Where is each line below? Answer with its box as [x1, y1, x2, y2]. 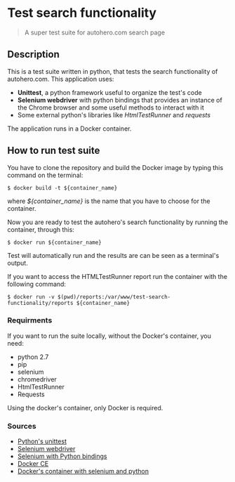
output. [7, 259, 28, 267]
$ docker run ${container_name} [7, 239, 102, 246]
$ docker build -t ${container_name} [7, 184, 118, 191]
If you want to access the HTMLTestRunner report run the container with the [7, 272, 228, 280]
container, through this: [7, 225, 75, 233]
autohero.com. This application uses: [7, 74, 114, 83]
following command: [7, 280, 67, 288]
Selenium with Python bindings [17, 452, 107, 461]
